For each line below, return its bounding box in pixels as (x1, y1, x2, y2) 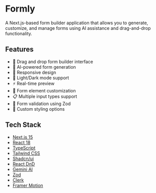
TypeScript (12, 144, 36, 151)
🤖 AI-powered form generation (12, 64, 76, 70)
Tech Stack (5, 121, 41, 129)
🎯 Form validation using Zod (12, 101, 71, 107)
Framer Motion (12, 182, 44, 188)
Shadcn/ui (12, 155, 34, 162)
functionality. (5, 30, 33, 36)
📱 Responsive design (12, 69, 56, 75)
